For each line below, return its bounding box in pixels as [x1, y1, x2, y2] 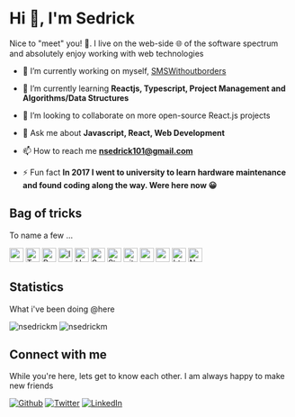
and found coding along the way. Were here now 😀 [22, 179, 218, 190]
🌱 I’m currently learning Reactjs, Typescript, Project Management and [22, 83, 286, 94]
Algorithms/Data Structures [22, 92, 130, 103]
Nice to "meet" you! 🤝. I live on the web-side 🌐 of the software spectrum [9, 38, 279, 49]
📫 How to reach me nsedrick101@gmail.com [22, 145, 193, 156]
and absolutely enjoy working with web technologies [9, 48, 204, 59]
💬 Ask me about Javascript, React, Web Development [22, 127, 225, 138]
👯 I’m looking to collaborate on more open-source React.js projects [22, 110, 271, 121]
